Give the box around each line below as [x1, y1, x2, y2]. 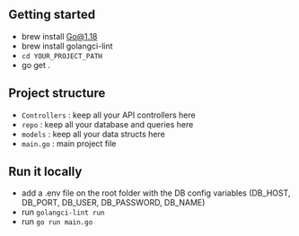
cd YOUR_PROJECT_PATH [21, 51, 102, 61]
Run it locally [8, 164, 83, 179]
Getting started [8, 7, 96, 22]
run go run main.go [21, 216, 93, 227]
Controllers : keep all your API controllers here [21, 109, 196, 120]
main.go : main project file [21, 138, 117, 149]
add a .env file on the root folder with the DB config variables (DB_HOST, [21, 188, 291, 198]
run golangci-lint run [21, 206, 105, 218]
